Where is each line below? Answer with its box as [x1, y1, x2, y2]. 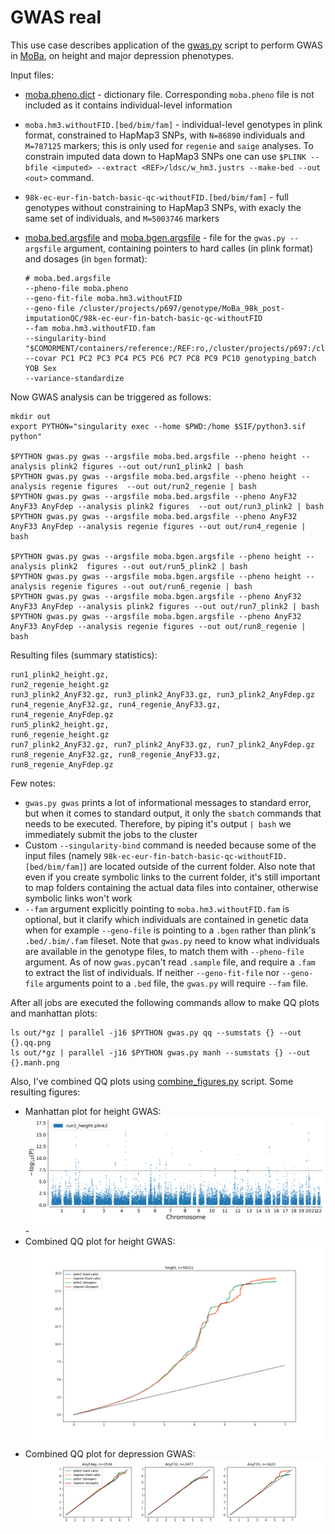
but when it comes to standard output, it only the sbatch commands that [24, 807, 322, 819]
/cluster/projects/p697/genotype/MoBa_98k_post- [78, 303, 286, 313]
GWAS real [10, 6, 102, 29]
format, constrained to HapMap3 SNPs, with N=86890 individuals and [24, 129, 306, 141]
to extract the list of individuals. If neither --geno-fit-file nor [24, 966, 280, 978]
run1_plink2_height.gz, [10, 669, 110, 680]
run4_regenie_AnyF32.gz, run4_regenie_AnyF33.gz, [10, 699, 222, 710]
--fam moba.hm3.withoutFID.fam [24, 323, 156, 333]
